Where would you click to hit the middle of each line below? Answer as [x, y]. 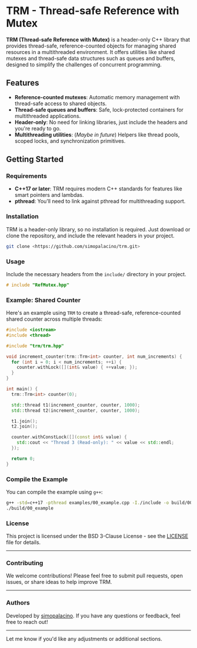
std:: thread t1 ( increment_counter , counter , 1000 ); [76, 405]
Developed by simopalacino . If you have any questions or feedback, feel [93, 616]
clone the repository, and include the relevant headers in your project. [90, 236]
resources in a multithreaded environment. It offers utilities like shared [91, 52]
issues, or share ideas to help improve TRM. [59, 582]
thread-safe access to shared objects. [61, 103]
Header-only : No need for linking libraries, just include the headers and [101, 122]
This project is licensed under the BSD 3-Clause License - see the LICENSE [97, 536]
